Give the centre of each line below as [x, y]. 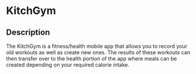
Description [28, 32]
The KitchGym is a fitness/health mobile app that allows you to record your [97, 46]
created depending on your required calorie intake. [68, 65]
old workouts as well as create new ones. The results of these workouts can [98, 52]
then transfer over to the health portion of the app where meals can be [92, 59]
